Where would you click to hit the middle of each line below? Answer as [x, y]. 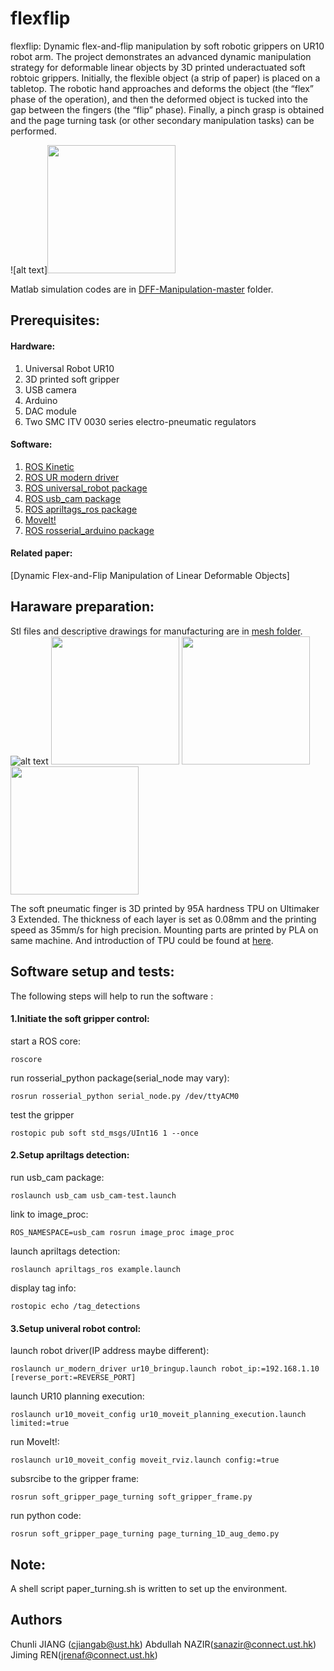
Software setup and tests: [92, 972]
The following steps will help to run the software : [112, 996]
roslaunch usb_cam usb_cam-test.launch [93, 1195]
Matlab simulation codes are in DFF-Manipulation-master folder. [142, 289]
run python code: [46, 1516]
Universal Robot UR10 [69, 368]
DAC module [50, 411]
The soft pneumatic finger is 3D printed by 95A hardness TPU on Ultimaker [165, 908]
